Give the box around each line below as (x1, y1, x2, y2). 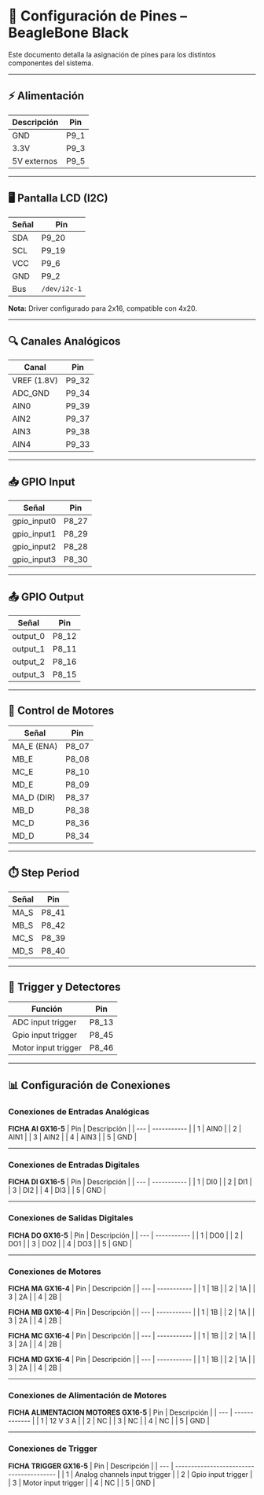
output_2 (12, 656, 46, 667)
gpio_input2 (12, 541, 57, 552)
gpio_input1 (12, 529, 57, 540)
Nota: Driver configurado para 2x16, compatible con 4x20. (8, 303, 198, 313)
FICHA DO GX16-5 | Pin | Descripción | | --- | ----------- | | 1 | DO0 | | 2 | (8, 1231, 244, 1240)
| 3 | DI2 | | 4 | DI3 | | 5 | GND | (8, 1186, 107, 1195)
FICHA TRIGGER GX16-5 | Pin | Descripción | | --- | (8, 1461, 174, 1471)
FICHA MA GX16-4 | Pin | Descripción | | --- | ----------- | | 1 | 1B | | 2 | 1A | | (8, 1284, 255, 1294)
